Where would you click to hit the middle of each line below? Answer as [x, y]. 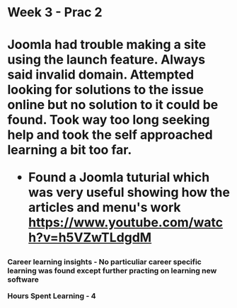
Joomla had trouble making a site [107, 45]
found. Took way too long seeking [109, 120]
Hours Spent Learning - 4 [52, 296]
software [23, 280]
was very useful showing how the [129, 193]
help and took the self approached [110, 135]
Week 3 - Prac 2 [55, 12]
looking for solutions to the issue [105, 90]
